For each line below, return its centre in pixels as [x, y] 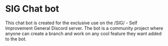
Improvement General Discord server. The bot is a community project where [84, 28]
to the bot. [16, 39]
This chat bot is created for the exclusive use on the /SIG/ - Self [71, 23]
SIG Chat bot [32, 9]
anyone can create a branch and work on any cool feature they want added [83, 33]
